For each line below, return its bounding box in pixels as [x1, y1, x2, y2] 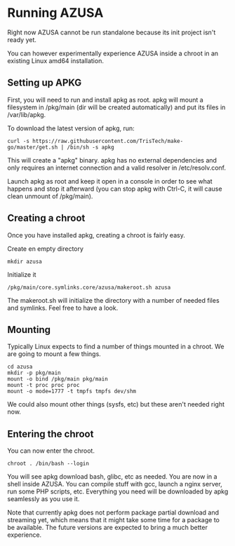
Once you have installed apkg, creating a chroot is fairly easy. [7, 231, 186, 239]
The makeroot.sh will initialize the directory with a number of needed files [7, 296, 220, 304]
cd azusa [7, 363, 33, 371]
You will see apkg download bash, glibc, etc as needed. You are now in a [7, 472, 217, 481]
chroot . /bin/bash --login [7, 460, 90, 467]
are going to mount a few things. [7, 350, 102, 358]
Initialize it [7, 270, 36, 278]
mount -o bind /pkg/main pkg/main [7, 376, 109, 383]
